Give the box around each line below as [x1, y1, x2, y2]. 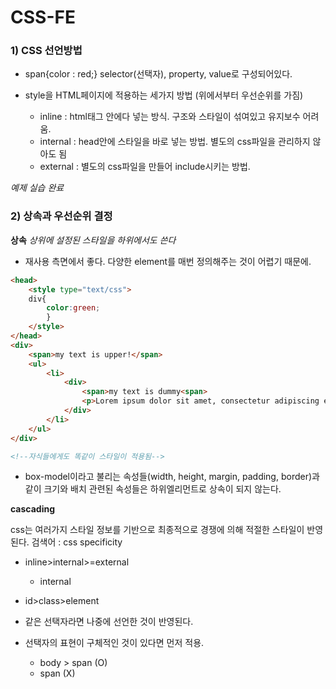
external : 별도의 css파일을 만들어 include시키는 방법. [39, 161, 251, 173]
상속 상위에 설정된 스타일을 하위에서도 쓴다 [10, 234, 177, 246]
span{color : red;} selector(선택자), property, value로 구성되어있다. [24, 68, 293, 80]
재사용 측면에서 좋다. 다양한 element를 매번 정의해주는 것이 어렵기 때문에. [24, 255, 312, 267]
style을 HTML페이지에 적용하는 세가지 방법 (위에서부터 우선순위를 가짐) [24, 89, 304, 101]
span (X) [39, 667, 76, 680]
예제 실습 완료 [10, 182, 65, 194]
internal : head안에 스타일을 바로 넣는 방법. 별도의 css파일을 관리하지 [39, 136, 311, 148]
